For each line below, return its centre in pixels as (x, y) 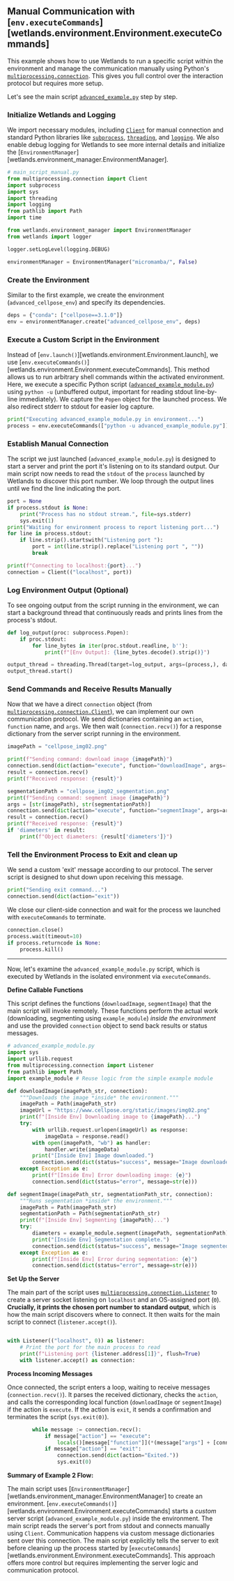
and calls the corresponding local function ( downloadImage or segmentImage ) (115, 1402)
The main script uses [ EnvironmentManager (67, 1489)
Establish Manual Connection (58, 443)
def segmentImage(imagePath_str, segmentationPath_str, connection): (110, 1194)
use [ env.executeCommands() (47, 362)
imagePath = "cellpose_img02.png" (57, 747)
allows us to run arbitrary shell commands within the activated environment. (116, 376)
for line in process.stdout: (49, 534)
